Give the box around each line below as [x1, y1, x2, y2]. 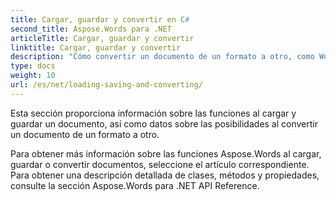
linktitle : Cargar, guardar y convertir [10, 42, 182, 53]
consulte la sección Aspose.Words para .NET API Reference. [10, 179, 260, 191]
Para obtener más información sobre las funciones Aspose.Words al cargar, [10, 147, 322, 160]
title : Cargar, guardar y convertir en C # [10, 14, 190, 25]
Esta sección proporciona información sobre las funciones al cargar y [10, 107, 297, 119]
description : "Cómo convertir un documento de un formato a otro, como [10, 52, 315, 62]
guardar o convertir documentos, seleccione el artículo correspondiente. [10, 158, 310, 170]
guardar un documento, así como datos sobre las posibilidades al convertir [10, 117, 319, 130]
